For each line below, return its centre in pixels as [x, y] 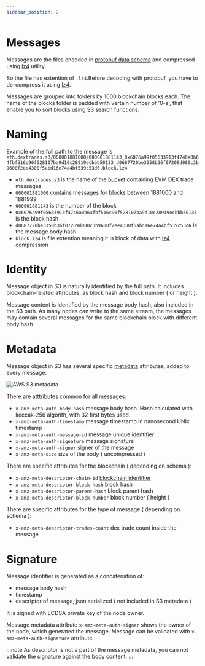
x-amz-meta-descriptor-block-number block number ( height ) [92, 498]
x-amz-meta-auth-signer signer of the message [75, 448]
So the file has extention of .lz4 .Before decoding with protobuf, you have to [102, 78]
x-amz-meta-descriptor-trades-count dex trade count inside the [96, 528]
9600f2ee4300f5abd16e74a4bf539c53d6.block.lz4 [67, 168]
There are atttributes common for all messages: [67, 396]
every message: [27, 373]
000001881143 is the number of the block [66, 205]
